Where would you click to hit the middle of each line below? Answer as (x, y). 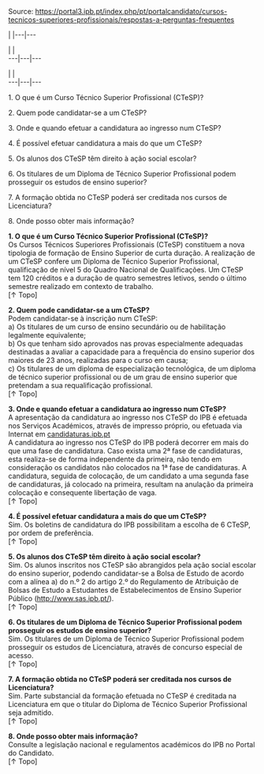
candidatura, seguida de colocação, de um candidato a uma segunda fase (129, 476)
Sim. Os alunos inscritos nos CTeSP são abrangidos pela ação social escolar (132, 565)
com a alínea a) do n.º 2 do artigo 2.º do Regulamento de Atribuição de (123, 581)
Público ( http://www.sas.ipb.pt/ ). (61, 598)
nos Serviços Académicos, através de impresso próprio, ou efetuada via (125, 426)
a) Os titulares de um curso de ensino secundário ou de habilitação (117, 327)
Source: (21, 11)
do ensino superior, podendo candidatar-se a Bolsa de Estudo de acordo (126, 573)
